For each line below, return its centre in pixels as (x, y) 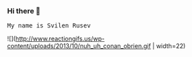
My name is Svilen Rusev (49, 26)
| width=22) (169, 46)
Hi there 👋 (24, 11)
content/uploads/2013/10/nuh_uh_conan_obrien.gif (79, 46)
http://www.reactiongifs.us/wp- (60, 39)
